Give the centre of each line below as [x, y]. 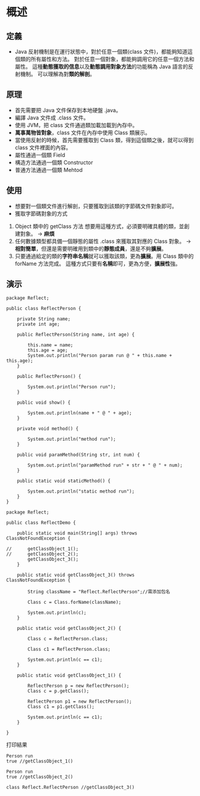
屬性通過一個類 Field [40, 155]
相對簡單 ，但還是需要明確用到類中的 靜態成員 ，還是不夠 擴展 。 [91, 248]
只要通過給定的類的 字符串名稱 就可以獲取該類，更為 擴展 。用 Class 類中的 [104, 256]
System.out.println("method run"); [72, 440]
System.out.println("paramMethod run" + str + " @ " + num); [105, 465]
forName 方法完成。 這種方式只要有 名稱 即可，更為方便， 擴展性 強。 [98, 263]
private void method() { [48, 429]
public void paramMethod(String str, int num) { [79, 455]
